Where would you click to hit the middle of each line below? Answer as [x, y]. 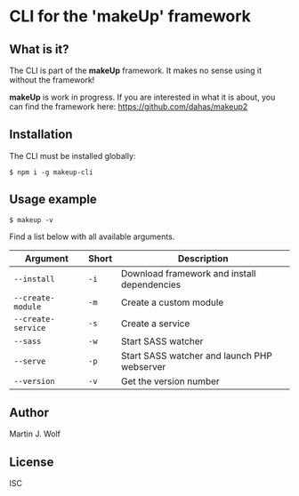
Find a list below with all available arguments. [92, 236]
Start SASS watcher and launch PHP [197, 356]
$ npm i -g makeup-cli [51, 172]
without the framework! [52, 80]
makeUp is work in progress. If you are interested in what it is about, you [142, 97]
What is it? [39, 49]
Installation [41, 135]
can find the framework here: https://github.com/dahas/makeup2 [129, 107]
